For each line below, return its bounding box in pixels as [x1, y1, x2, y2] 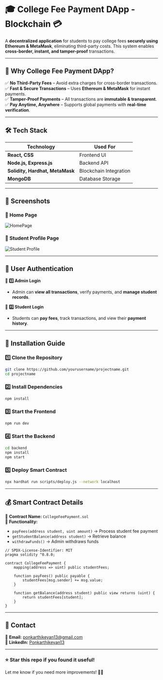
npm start [5, 455, 25, 460]
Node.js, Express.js [7, 159, 53, 166]
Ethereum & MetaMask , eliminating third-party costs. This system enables [5, 43, 154, 49]
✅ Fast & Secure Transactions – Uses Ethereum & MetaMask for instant [5, 85, 150, 91]
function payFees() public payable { [14, 574, 90, 579]
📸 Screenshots [5, 197, 50, 205]
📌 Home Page [5, 212, 37, 218]
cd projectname [5, 371, 36, 376]
